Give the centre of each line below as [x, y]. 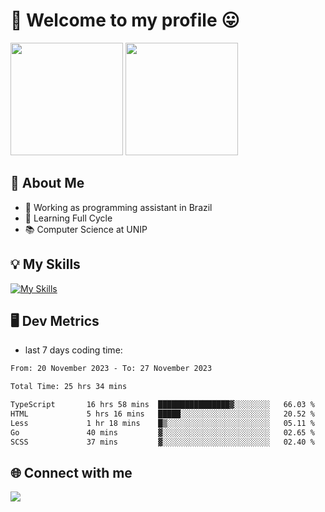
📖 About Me [47, 183]
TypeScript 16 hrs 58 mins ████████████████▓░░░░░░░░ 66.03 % [162, 405]
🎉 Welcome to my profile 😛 [125, 20]
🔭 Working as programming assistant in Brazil [118, 207]
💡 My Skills [45, 264]
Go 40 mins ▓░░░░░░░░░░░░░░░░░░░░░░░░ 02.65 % [162, 432]
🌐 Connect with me [71, 472]
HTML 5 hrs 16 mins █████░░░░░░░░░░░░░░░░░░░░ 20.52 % [162, 414]
